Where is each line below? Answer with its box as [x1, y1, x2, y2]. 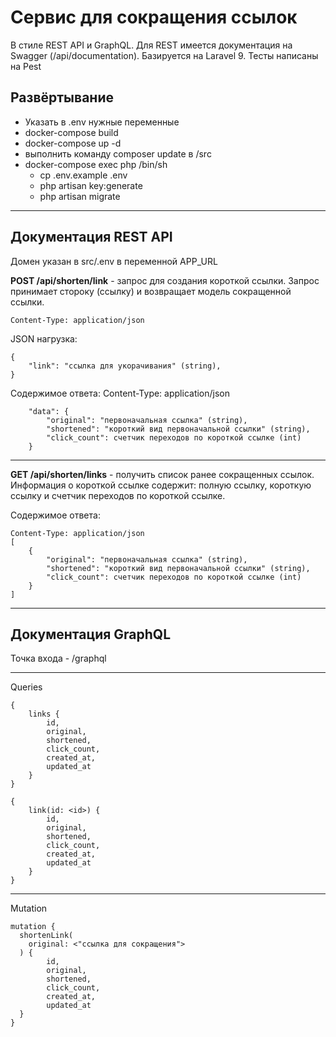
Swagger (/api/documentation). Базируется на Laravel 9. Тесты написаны [10, 49, 319, 61]
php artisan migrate [39, 190, 121, 202]
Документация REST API [10, 229, 173, 246]
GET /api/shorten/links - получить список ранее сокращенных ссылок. [10, 468, 315, 480]
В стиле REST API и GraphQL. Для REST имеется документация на [10, 39, 293, 51]
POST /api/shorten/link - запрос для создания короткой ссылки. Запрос [10, 274, 320, 286]
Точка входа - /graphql [10, 652, 107, 665]
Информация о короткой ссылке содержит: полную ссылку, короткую [10, 479, 312, 491]
